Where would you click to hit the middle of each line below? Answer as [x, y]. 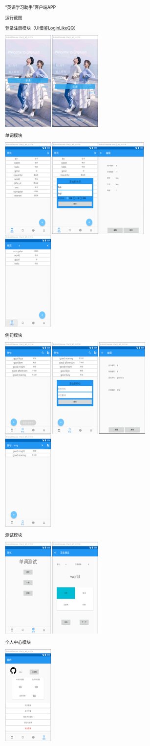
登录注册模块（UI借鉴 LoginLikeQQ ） [42, 28]
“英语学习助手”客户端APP [31, 7]
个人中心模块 [18, 642]
